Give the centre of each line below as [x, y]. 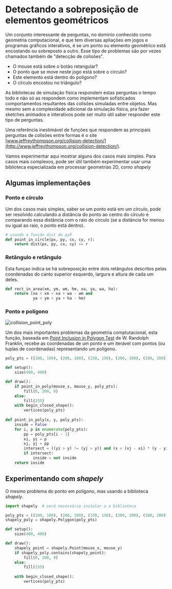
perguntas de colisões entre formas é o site [51, 135]
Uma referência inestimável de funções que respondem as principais [78, 130]
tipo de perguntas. [25, 120]
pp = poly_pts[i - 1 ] [47, 434]
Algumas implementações [48, 183]
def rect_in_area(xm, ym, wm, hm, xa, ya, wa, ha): [61, 289]
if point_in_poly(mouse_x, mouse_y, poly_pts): [66, 386]
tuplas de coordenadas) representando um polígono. [61, 349]
